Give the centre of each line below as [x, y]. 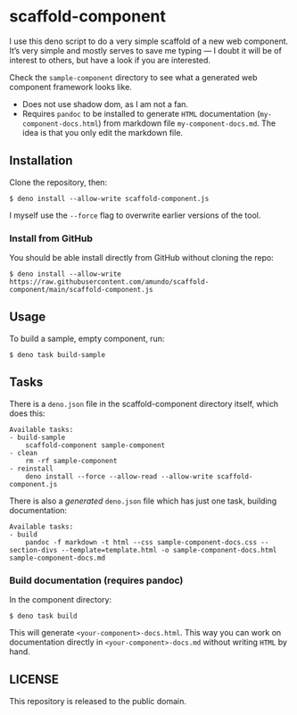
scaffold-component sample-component [95, 445]
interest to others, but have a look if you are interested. [110, 60]
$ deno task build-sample [57, 354]
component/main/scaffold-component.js [81, 290]
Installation [41, 161]
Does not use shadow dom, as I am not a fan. [105, 104]
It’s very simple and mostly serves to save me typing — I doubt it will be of [146, 50]
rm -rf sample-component [71, 461]
